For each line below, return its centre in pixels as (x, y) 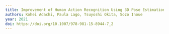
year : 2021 (17, 19)
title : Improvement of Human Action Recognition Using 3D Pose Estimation (85, 10)
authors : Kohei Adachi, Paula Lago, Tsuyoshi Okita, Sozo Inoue (74, 14)
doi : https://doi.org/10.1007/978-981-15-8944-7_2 (59, 24)
